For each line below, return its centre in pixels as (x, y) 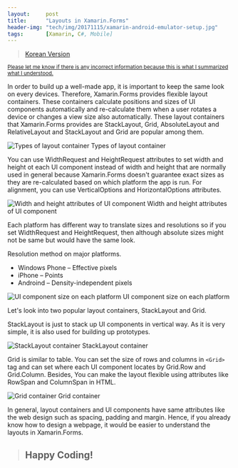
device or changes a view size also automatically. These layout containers (116, 117)
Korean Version (47, 54)
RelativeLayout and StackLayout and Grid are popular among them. (106, 132)
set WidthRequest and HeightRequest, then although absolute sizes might (116, 233)
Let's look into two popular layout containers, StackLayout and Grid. (107, 311)
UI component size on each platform (176, 297)
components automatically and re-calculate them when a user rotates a (112, 109)
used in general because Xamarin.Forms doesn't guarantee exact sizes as (116, 175)
